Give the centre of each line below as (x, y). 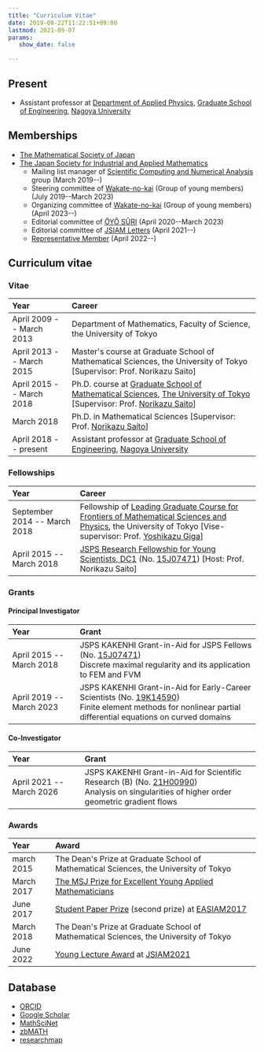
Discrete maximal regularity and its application (165, 664)
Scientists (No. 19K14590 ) (130, 697)
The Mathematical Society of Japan (77, 154)
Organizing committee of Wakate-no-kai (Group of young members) (141, 205)
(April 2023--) (54, 213)
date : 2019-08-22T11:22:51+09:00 (63, 23)
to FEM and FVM (110, 675)
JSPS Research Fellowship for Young (148, 548)
